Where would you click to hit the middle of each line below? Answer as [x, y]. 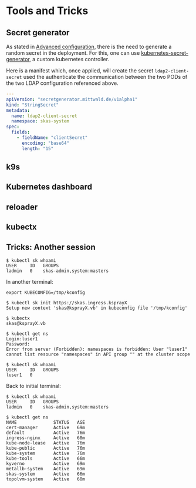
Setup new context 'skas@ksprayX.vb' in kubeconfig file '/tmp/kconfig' [97, 308]
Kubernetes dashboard [49, 187]
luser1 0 [19, 375]
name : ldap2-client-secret [44, 116]
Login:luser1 [22, 339]
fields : [21, 132]
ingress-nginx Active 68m [45, 438]
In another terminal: [30, 282]
